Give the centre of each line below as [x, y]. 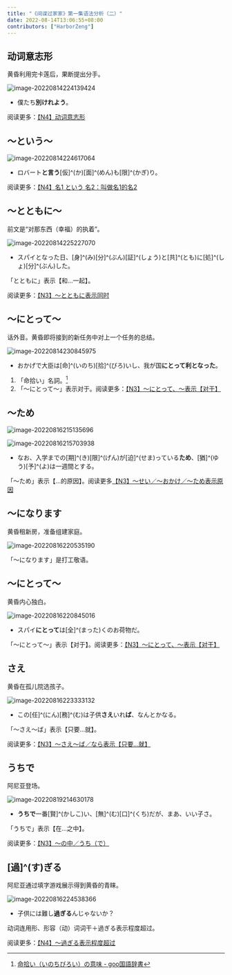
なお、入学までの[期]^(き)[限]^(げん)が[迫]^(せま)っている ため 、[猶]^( [115, 458]
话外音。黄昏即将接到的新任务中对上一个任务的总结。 [83, 337]
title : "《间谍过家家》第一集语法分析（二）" [65, 14]
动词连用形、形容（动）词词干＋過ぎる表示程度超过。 [83, 928]
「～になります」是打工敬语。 [49, 560]
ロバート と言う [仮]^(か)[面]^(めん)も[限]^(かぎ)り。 [89, 172]
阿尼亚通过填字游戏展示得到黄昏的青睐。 [65, 885]
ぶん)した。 [57, 266]
